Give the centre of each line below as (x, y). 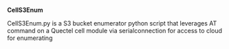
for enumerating (30, 38)
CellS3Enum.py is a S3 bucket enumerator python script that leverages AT (112, 23)
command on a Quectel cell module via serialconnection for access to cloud (115, 31)
